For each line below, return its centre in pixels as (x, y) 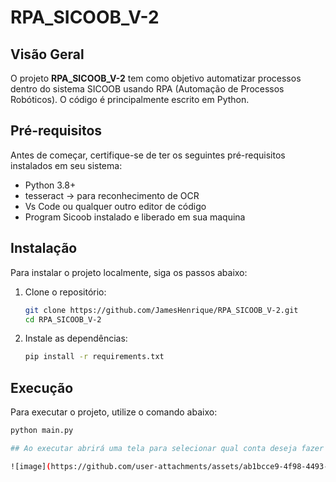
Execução (42, 387)
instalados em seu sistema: (66, 165)
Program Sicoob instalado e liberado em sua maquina (135, 217)
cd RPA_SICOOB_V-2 (63, 319)
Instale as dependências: (76, 338)
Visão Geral (47, 54)
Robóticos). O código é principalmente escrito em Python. (130, 99)
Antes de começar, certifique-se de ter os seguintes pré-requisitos (148, 155)
